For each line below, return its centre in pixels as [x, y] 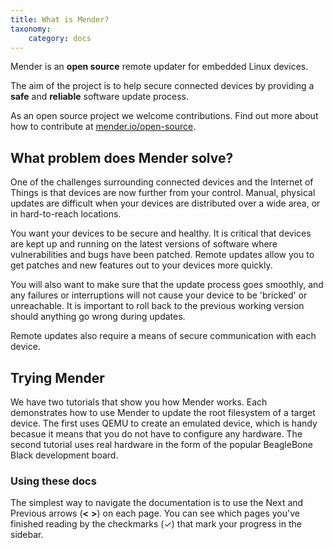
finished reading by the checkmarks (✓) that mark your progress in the [156, 524]
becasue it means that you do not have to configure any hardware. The [156, 434]
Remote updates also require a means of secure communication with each [163, 336]
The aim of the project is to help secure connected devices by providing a [162, 86]
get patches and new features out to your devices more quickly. [141, 265]
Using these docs [53, 481]
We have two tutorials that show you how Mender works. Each [139, 402]
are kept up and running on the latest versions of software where [144, 244]
